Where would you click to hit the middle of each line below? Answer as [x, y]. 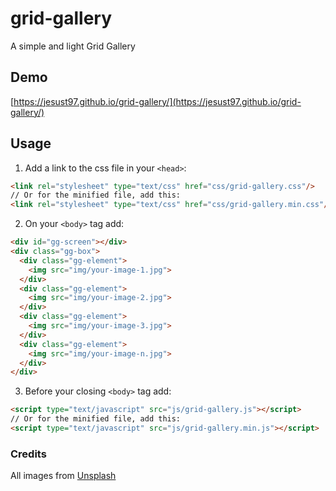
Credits [28, 454]
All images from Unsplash [63, 476]
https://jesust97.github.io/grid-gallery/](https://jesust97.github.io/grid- [157, 101]
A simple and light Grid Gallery [73, 46]
